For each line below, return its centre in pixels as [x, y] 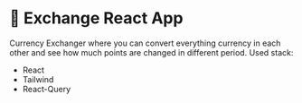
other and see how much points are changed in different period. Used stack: [151, 52]
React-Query [47, 89]
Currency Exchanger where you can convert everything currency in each [145, 43]
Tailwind [38, 79]
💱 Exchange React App [96, 18]
